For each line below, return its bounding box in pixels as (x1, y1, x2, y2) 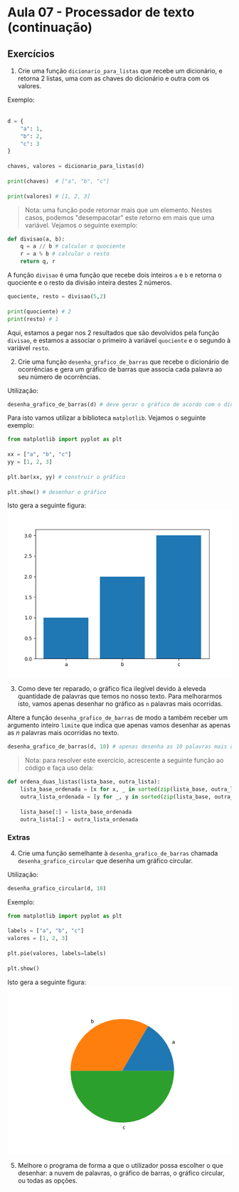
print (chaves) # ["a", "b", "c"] (7, 177, 110, 185)
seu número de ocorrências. (17, 372, 101, 381)
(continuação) (7, 19, 92, 36)
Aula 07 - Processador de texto (7, 4, 195, 21)
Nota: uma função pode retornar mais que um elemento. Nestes (24, 206, 212, 214)
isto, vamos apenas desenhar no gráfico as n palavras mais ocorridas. (17, 700, 223, 708)
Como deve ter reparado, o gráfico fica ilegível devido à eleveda (17, 685, 206, 693)
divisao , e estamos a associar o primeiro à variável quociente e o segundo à (7, 336, 231, 344)
